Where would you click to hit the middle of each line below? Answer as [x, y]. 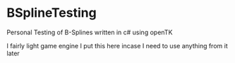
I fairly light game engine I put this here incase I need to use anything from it [117, 45]
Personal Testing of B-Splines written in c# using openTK [90, 32]
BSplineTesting [52, 13]
